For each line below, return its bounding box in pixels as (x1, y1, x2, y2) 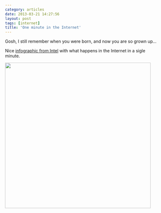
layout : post (5, 16, 32, 21)
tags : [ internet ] (5, 20, 40, 26)
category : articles (5, 7, 45, 12)
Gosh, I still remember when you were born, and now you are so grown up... (5, 38, 157, 44)
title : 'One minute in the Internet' (5, 25, 81, 30)
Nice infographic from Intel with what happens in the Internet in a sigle (5, 48, 145, 54)
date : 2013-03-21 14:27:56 (5, 12, 60, 16)
